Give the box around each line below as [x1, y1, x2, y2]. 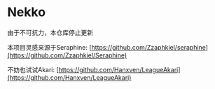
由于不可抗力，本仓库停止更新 [7, 28, 93, 36]
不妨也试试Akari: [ [7, 65, 60, 74]
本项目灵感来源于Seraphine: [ [7, 43, 92, 51]
